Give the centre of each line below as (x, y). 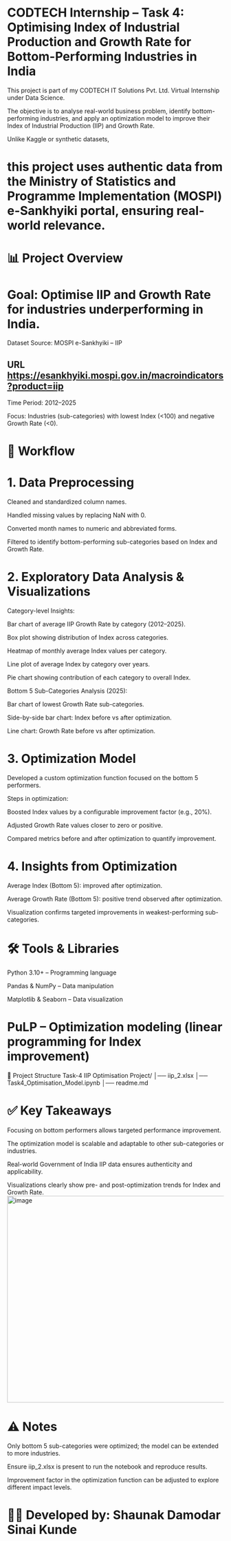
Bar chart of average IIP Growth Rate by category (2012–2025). (96, 624)
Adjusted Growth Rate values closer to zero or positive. (85, 826)
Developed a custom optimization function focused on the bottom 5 (103, 778)
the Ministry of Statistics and (92, 182)
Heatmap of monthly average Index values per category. (87, 651)
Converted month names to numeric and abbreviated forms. (92, 529)
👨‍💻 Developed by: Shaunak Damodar (114, 1515)
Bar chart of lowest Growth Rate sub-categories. (76, 704)
